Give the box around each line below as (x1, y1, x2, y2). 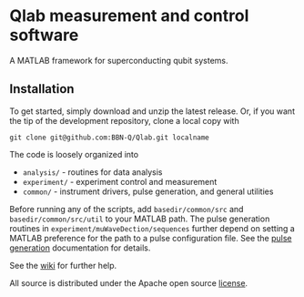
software (9, 25, 79, 46)
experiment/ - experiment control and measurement (22, 176, 218, 187)
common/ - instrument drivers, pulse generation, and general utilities (22, 186, 274, 197)
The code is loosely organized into (9, 148, 139, 159)
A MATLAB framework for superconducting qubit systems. (9, 55, 228, 66)
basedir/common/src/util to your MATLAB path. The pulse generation (9, 213, 270, 224)
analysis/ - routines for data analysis (22, 166, 163, 178)
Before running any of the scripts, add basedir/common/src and (9, 203, 244, 214)
